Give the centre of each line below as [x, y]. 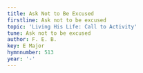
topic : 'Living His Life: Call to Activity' [72, 26]
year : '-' [21, 59]
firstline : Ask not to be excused [57, 20]
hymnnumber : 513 [30, 53]
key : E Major [26, 46]
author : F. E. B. [32, 40]
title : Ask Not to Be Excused [51, 14]
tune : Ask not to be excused [49, 33]
